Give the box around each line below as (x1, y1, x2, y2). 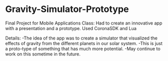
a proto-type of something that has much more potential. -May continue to (5, 45, 161, 51)
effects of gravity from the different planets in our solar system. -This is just (5, 40, 163, 46)
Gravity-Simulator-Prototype (5, 3, 129, 15)
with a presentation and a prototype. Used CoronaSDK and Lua (5, 25, 137, 31)
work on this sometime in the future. (5, 51, 81, 57)
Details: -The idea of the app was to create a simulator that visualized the (5, 35, 158, 41)
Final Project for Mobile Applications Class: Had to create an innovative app (5, 20, 162, 26)
